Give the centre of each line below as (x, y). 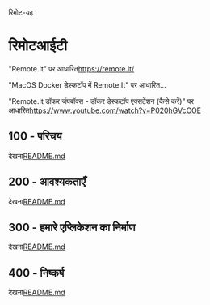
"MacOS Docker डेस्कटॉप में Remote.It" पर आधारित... (88, 84)
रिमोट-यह (21, 13)
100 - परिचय (35, 137)
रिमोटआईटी (38, 46)
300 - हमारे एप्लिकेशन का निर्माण (72, 227)
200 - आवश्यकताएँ (47, 182)
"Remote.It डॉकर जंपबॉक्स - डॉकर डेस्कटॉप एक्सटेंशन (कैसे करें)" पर (101, 101)
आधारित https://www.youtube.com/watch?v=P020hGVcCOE (105, 110)
